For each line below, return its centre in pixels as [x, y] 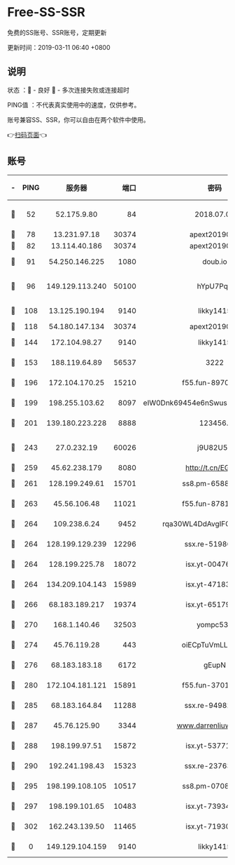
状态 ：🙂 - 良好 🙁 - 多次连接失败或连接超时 [68, 90]
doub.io [215, 262]
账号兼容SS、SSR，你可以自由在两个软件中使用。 [78, 119]
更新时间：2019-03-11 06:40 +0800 [59, 47]
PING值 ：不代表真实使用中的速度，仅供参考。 [74, 105]
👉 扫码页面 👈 [27, 135]
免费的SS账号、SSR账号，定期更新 [57, 32]
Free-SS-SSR [46, 12]
